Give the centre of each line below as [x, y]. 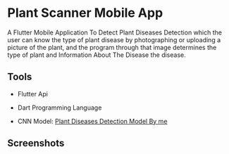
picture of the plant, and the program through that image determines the [112, 47]
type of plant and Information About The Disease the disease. [97, 55]
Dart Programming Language [60, 108]
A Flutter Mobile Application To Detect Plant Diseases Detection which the [114, 32]
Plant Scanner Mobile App [85, 13]
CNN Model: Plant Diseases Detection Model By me [92, 121]
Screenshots [36, 143]
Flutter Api [32, 94]
